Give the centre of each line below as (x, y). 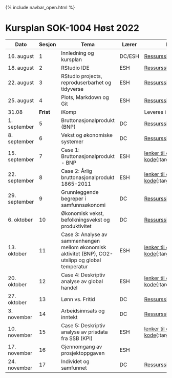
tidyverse (72, 89)
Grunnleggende (80, 192)
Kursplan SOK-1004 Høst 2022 (72, 28)
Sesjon (48, 44)
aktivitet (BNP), (79, 253)
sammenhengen (81, 241)
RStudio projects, (82, 76)
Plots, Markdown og (85, 97)
